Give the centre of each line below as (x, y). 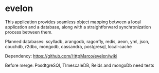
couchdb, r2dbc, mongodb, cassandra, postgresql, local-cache (69, 46)
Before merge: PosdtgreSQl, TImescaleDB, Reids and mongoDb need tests (80, 65)
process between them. (29, 32)
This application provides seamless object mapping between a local (73, 22)
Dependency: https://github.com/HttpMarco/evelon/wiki (61, 56)
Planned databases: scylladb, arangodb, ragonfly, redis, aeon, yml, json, (77, 41)
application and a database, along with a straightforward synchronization (78, 27)
